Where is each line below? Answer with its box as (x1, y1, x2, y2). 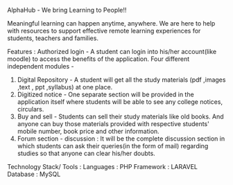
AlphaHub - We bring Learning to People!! (7, 6, 127, 14)
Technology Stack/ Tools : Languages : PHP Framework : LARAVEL (7, 163, 198, 170)
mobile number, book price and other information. (17, 127, 159, 135)
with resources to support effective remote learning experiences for (7, 27, 201, 35)
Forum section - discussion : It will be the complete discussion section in (17, 134, 225, 143)
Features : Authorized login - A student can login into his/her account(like (7, 48, 217, 55)
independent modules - (7, 62, 74, 70)
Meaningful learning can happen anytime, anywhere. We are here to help (7, 19, 216, 27)
